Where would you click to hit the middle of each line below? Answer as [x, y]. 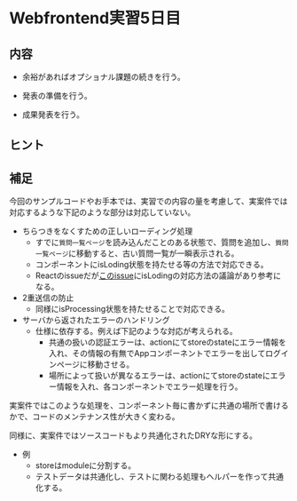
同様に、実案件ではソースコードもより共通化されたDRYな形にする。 [133, 435]
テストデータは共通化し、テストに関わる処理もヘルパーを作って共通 [159, 477]
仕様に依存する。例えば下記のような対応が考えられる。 [136, 331]
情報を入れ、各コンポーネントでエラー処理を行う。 [149, 386]
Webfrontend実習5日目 [95, 18]
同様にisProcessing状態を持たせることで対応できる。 [133, 309]
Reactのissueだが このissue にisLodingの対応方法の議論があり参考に [158, 275]
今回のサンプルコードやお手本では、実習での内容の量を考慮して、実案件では [148, 202]
